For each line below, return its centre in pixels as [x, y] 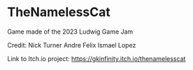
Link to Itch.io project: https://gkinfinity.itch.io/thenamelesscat [96, 58]
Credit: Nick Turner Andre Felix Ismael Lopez [72, 45]
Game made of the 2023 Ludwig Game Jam [70, 31]
